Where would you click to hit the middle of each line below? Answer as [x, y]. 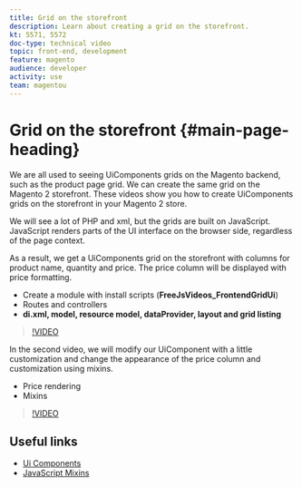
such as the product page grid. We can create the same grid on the [135, 184]
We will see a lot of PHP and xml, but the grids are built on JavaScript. [140, 221]
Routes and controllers [65, 304]
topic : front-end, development [68, 52]
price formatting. [41, 277]
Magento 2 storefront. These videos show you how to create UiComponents [151, 194]
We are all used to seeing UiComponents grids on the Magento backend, [145, 174]
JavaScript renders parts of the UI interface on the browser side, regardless [151, 230]
